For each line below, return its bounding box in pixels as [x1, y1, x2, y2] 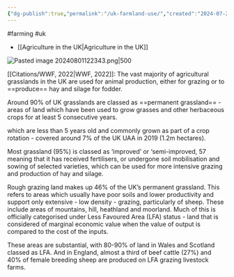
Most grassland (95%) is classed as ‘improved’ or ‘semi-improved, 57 [7, 147, 207, 155]
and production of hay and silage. [7, 169, 104, 177]
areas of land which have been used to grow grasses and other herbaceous [7, 105, 225, 113]
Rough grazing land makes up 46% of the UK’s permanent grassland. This [7, 182, 220, 191]
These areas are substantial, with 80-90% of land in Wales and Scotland [7, 241, 215, 249]
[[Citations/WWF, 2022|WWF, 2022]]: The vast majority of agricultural [7, 70, 209, 78]
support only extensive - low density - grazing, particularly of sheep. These [7, 198, 224, 206]
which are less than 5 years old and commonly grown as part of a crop [7, 126, 210, 134]
